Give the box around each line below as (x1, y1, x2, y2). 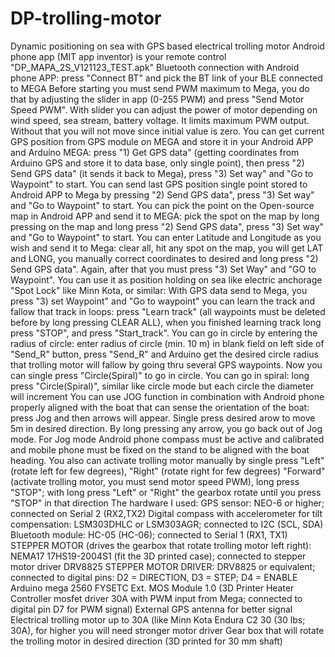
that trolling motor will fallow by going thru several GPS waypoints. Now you (10, 358, 323, 371)
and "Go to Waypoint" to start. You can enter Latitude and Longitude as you (10, 231, 322, 243)
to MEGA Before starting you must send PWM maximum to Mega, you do (10, 82, 310, 94)
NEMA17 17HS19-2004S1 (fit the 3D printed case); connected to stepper (10, 550, 307, 562)
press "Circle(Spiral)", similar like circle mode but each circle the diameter (10, 380, 315, 392)
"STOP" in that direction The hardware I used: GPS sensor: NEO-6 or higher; (10, 497, 325, 509)
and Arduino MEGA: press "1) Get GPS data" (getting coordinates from (10, 146, 300, 158)
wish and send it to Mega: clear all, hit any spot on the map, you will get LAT (10, 242, 324, 254)
